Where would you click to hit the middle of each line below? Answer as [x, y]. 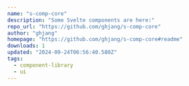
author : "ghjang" [33, 33]
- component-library [43, 65]
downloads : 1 [26, 46]
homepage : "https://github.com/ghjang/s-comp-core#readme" [95, 40]
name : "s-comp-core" [37, 14]
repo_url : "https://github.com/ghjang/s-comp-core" [84, 26]
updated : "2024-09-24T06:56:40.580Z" [62, 53]
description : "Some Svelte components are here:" [81, 20]
